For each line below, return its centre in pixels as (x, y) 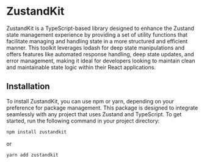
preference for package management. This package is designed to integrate (102, 108)
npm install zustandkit (37, 132)
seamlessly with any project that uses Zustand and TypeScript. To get (94, 114)
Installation (28, 87)
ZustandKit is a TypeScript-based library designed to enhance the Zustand (100, 28)
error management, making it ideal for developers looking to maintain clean (101, 61)
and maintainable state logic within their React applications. (81, 67)
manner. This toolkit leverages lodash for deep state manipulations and (96, 48)
